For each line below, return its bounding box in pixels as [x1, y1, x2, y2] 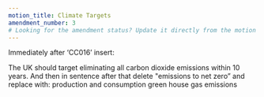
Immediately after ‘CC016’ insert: [8, 48, 115, 58]
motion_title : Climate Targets [8, 11, 111, 20]
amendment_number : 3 [8, 19, 77, 27]
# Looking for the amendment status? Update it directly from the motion [8, 26, 257, 34]
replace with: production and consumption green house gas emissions [8, 80, 238, 89]
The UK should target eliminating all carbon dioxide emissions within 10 [8, 63, 240, 73]
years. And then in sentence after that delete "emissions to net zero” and [8, 72, 245, 81]
